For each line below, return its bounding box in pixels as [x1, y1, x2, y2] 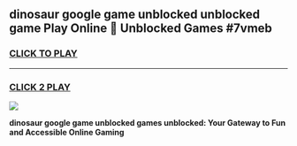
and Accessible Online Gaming [9, 127, 125, 137]
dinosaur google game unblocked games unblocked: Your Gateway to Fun [9, 117, 286, 127]
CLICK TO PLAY [9, 48, 78, 60]
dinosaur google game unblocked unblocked [9, 7, 261, 22]
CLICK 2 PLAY [9, 81, 71, 93]
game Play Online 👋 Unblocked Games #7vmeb [9, 21, 272, 36]
